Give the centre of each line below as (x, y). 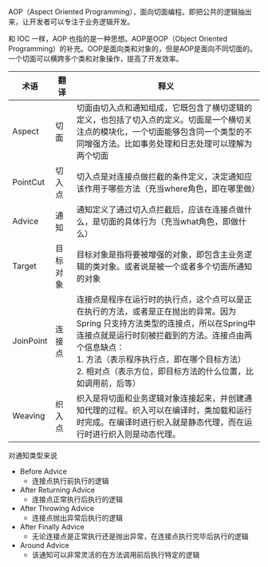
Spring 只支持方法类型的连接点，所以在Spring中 (166, 323)
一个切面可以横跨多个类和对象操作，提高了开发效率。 (96, 59)
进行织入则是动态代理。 (136, 434)
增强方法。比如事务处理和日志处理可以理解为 (168, 144)
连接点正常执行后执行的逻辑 (77, 499)
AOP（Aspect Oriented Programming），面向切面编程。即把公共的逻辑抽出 (130, 12)
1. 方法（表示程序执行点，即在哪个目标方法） (161, 359)
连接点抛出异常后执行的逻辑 (77, 518)
